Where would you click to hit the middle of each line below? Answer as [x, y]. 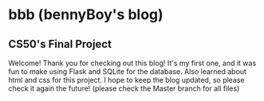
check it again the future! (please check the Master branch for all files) [124, 88]
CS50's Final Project [60, 44]
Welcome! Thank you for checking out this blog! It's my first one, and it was [132, 63]
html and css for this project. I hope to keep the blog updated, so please [126, 80]
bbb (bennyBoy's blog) [86, 15]
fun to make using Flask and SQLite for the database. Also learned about [128, 72]
